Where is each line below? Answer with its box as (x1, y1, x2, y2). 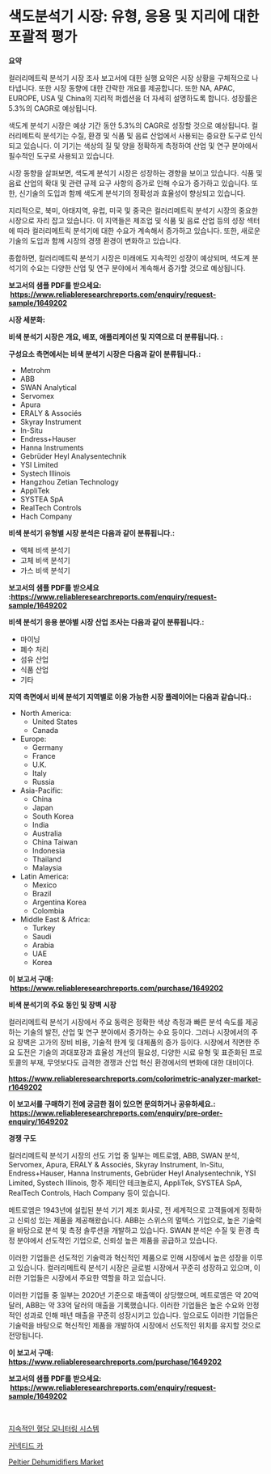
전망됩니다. (8, 1330, 44, 1340)
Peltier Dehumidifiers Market (8, 1457, 104, 1467)
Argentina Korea (32, 897, 87, 907)
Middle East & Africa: (19, 914, 91, 924)
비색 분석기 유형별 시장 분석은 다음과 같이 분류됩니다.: (8, 527, 176, 538)
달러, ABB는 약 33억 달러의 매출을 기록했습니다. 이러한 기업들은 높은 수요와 (8, 1300, 245, 1310)
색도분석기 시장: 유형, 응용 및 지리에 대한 (8, 7, 260, 26)
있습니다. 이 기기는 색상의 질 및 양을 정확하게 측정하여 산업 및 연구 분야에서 (23, 141, 259, 150)
